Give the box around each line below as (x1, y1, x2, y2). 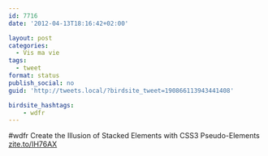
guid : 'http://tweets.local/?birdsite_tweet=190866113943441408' (8, 86, 234, 95)
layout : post (8, 34, 53, 42)
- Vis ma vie (15, 49, 60, 57)
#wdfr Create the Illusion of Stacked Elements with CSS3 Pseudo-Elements (8, 131, 260, 141)
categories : (8, 41, 49, 49)
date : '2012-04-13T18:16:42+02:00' (8, 19, 129, 27)
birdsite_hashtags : (8, 101, 75, 109)
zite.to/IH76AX (8, 139, 58, 150)
